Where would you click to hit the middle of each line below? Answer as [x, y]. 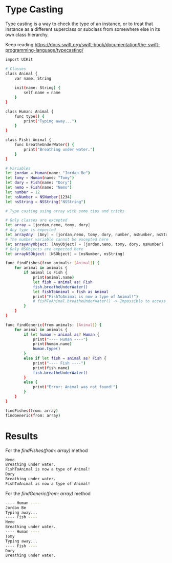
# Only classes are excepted [36, 220]
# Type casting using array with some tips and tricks [65, 211]
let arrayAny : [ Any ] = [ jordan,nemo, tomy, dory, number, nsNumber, [80, 235]
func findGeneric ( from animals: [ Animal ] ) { [53, 325]
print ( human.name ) [52, 344]
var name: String [33, 78]
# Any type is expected [31, 230]
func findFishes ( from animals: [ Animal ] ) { [52, 263]
